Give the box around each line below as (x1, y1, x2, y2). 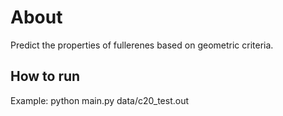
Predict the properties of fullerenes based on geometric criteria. (10, 39, 274, 51)
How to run (10, 68, 81, 85)
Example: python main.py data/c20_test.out (10, 94, 190, 106)
